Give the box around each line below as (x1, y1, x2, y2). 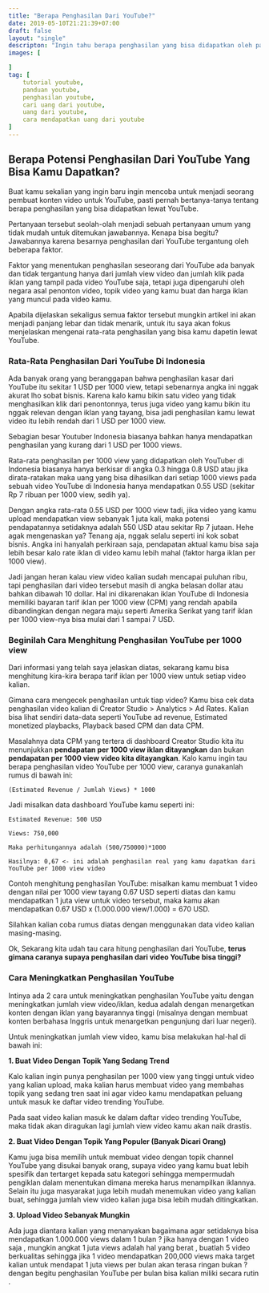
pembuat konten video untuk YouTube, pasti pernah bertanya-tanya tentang (8, 195, 259, 204)
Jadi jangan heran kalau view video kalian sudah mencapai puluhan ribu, (8, 572, 248, 581)
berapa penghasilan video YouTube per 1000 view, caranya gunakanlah (8, 762, 243, 772)
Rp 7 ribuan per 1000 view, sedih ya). (8, 490, 130, 499)
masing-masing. (8, 928, 62, 938)
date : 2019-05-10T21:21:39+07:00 (8, 19, 120, 27)
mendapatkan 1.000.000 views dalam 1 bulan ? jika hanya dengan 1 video (8, 1234, 250, 1243)
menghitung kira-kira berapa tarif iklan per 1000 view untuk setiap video (8, 671, 247, 681)
